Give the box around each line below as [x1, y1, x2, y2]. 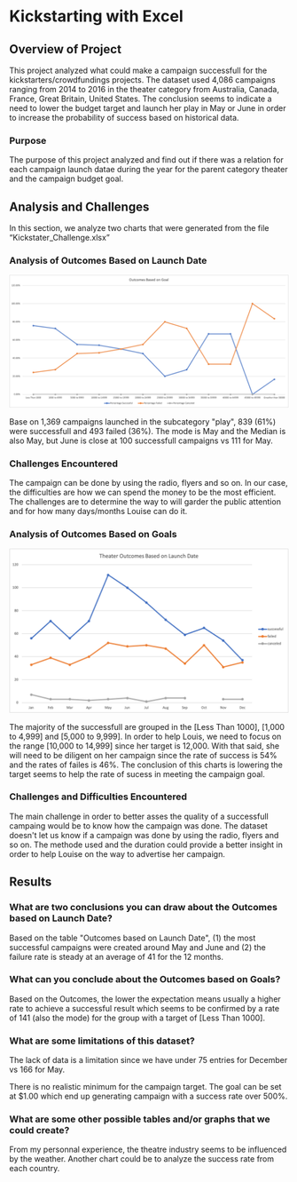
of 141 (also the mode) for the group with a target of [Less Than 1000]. [9, 1012, 266, 1023]
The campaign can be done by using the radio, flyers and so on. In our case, [9, 477, 288, 488]
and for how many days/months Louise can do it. [9, 505, 188, 516]
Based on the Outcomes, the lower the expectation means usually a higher [9, 993, 281, 1004]
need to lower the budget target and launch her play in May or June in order [9, 103, 286, 113]
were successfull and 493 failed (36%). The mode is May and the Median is [9, 425, 286, 436]
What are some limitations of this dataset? [9, 1035, 195, 1047]
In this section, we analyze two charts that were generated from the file [9, 223, 270, 234]
